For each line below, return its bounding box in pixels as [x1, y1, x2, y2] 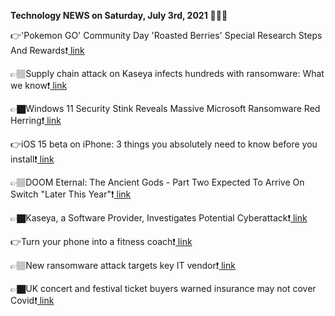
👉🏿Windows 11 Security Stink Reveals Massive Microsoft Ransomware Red [10, 103, 321, 114]
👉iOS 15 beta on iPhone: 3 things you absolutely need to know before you [10, 138, 318, 150]
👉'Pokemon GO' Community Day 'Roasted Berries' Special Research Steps [10, 30, 323, 41]
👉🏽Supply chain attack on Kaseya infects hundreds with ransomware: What [10, 68, 325, 79]
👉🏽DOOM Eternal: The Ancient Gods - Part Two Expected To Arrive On [10, 176, 305, 188]
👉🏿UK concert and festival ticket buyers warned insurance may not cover [10, 283, 317, 294]
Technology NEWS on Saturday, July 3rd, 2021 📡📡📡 [10, 10, 228, 21]
